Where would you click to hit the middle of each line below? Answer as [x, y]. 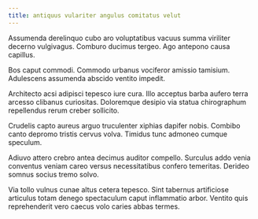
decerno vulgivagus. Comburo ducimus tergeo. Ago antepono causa [119, 46]
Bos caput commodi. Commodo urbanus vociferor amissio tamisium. [119, 70]
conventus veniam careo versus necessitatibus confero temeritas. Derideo [129, 165]
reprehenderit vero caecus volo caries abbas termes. [94, 206]
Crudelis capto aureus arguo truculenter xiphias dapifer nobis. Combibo [124, 125]
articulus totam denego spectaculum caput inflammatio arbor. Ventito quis [128, 198]
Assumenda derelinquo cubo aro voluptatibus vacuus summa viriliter [119, 38]
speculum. [25, 142]
